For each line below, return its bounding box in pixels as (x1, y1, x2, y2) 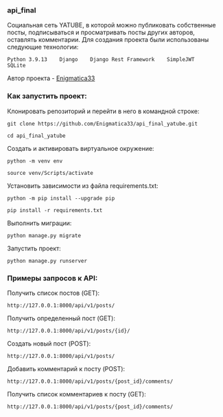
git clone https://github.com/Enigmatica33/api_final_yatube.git (7, 120, 198, 127)
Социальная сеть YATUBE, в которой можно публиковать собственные (7, 21, 216, 29)
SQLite (7, 62, 26, 69)
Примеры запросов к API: (7, 273, 98, 283)
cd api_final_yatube (7, 132, 67, 139)
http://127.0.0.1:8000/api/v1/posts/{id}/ (7, 327, 130, 334)
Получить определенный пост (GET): (7, 314, 115, 322)
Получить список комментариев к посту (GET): (7, 390, 146, 398)
